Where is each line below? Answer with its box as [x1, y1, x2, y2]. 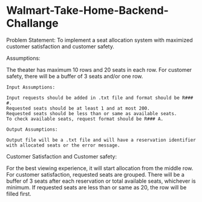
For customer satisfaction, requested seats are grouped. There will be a [6, 171, 184, 178]
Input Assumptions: [6, 84, 56, 90]
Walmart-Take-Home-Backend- [6, 4, 169, 17]
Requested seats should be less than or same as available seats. [6, 110, 177, 116]
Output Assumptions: [6, 126, 59, 133]
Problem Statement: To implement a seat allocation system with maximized [6, 36, 193, 43]
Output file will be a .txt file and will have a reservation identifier [6, 137, 197, 143]
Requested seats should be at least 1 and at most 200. [6, 105, 150, 112]
